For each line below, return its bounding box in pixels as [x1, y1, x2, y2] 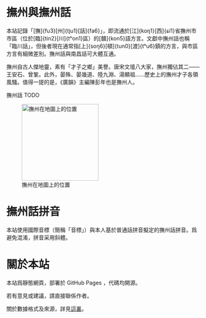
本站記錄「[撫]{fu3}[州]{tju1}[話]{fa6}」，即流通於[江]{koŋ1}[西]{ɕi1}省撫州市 [6, 27, 197, 34]
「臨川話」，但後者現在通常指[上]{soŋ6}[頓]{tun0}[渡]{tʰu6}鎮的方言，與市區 [6, 42, 198, 50]
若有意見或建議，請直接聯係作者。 [6, 292, 93, 299]
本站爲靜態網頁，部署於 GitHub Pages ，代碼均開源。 [6, 279, 141, 286]
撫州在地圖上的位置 [21, 181, 71, 188]
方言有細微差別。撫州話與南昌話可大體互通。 [6, 50, 120, 57]
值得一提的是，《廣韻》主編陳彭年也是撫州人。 [22, 78, 138, 86]
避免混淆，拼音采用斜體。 [6, 233, 71, 241]
